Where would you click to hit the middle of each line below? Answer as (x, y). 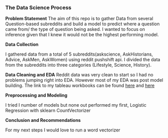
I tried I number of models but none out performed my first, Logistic (76, 105)
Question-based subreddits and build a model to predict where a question (82, 24)
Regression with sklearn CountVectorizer (48, 111)
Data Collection (22, 44)
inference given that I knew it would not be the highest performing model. (82, 35)
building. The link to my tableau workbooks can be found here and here (80, 85)
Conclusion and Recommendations (43, 120)
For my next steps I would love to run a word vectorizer (63, 130)
